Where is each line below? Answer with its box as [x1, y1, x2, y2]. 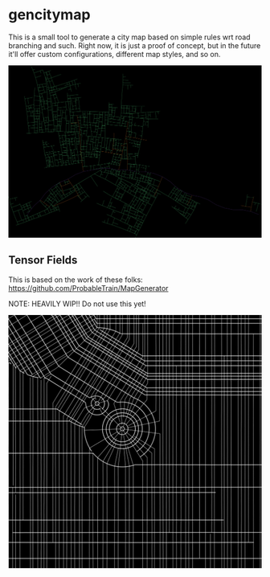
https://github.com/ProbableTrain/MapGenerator [8, 283, 169, 293]
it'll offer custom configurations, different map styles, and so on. [8, 49, 221, 59]
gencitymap [8, 6, 91, 24]
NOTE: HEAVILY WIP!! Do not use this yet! [8, 299, 146, 309]
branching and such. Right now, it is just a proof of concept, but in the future [8, 40, 261, 50]
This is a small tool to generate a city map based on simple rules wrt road [8, 32, 251, 42]
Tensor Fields [8, 253, 78, 267]
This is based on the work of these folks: [8, 275, 143, 284]
